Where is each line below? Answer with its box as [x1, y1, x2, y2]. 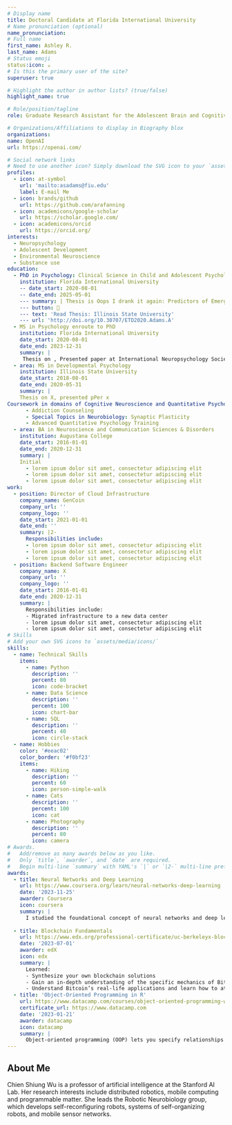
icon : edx [19, 953, 48, 960]
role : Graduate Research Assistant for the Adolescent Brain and [7, 112, 199, 120]
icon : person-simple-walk [32, 786, 107, 793]
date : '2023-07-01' [19, 940, 76, 947]
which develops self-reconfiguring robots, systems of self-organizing [7, 1102, 205, 1110]
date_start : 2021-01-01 [19, 516, 88, 523]
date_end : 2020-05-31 [19, 381, 81, 388]
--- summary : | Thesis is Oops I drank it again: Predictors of [19, 298, 209, 305]
